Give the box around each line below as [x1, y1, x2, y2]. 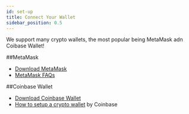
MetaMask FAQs [14, 72, 55, 79]
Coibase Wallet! [6, 42, 45, 49]
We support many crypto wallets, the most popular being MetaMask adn [6, 36, 183, 43]
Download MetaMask [14, 65, 67, 72]
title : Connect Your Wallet [6, 14, 76, 20]
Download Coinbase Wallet [14, 94, 81, 102]
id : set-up [6, 8, 33, 15]
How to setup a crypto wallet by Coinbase [14, 101, 118, 108]
